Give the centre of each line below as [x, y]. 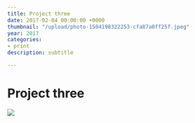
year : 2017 [23, 33]
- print [19, 46]
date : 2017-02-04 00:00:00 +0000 [56, 20]
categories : [25, 40]
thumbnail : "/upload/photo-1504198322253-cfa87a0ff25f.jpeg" [99, 27]
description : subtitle [40, 53]
